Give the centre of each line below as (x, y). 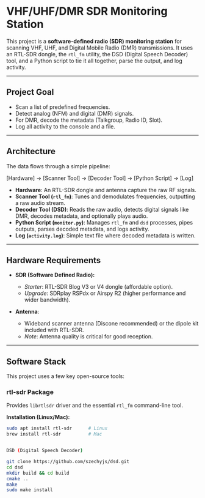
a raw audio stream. (40, 203)
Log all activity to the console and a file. (65, 126)
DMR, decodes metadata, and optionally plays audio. (81, 216)
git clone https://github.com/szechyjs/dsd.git (68, 462)
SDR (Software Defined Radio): (55, 275)
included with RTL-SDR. (54, 330)
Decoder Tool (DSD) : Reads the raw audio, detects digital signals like (102, 209)
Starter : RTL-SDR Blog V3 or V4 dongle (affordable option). (98, 287)
